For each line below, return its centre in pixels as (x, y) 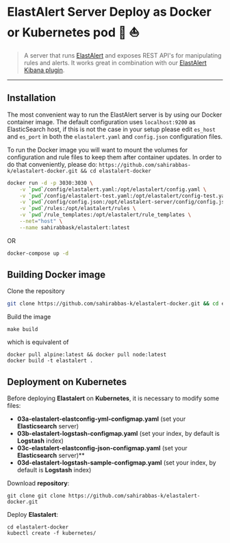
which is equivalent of (38, 342)
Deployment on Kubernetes (67, 382)
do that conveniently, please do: (52, 164)
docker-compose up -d (38, 253)
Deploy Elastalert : (33, 515)
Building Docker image (56, 275)
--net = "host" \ (41, 221)
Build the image (29, 317)
